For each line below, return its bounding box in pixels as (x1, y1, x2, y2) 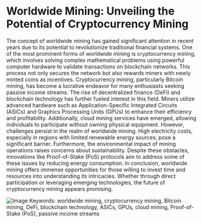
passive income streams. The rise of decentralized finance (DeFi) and (6, 88, 181, 96)
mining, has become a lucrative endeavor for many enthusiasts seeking (6, 82, 184, 89)
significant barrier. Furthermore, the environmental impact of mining (6, 140, 176, 147)
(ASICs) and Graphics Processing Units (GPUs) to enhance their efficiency (6, 108, 192, 115)
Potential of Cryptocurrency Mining (6, 17, 189, 31)
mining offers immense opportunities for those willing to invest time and (6, 165, 186, 173)
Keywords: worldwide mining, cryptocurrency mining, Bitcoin (29, 197, 182, 204)
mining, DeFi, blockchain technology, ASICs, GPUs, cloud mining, (6, 203, 169, 210)
